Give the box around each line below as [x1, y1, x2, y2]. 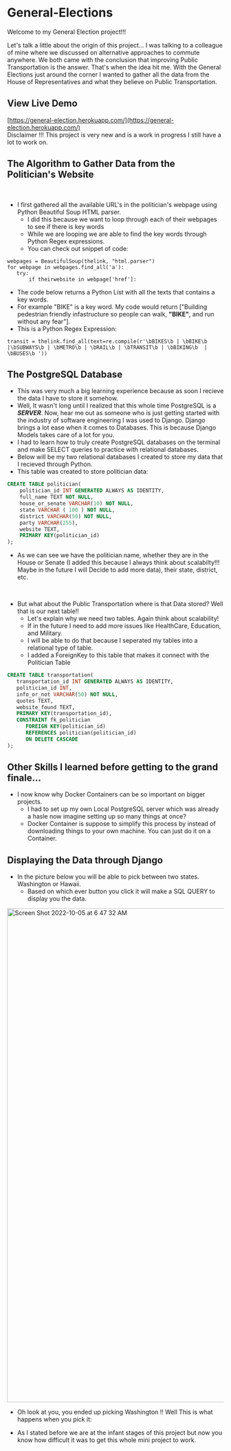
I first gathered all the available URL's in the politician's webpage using [16, 200, 218, 208]
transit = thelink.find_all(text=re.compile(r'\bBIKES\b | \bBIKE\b [7, 338, 208, 345]
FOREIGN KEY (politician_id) [25, 723, 107, 730]
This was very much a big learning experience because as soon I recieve [16, 387, 224, 395]
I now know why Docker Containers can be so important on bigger [16, 790, 206, 799]
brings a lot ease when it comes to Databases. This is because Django [16, 423, 217, 432]
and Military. [27, 629, 63, 637]
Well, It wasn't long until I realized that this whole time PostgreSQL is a [16, 401, 217, 410]
